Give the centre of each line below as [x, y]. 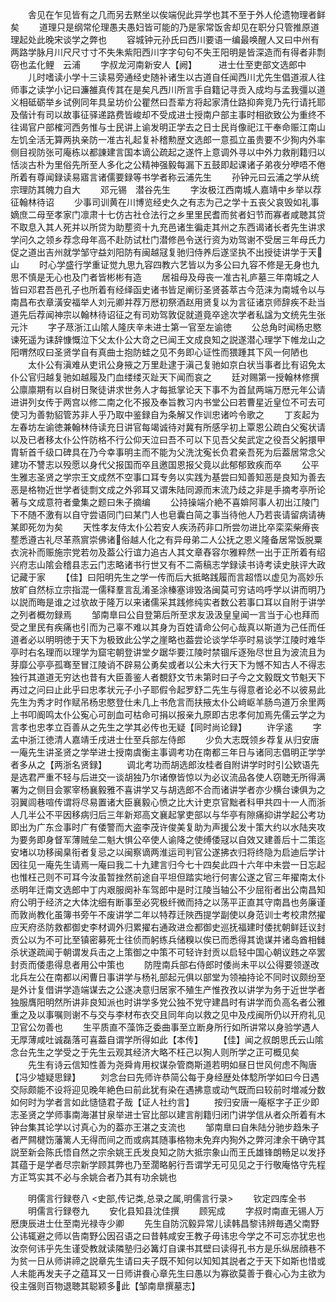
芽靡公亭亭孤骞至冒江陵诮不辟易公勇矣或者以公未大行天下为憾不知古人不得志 [168, 664]
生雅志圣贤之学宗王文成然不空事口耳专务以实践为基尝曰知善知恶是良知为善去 [168, 477]
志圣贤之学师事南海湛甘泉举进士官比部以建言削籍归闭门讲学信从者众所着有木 [168, 1114]
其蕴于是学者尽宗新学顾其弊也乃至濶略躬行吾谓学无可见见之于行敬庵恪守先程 [168, 1164]
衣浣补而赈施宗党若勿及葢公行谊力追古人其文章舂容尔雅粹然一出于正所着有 [163, 552]
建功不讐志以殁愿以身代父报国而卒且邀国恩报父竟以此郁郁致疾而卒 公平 [165, 464]
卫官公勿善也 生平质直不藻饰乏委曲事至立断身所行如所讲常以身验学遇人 [165, 1027]
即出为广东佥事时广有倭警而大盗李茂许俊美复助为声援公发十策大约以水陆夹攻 [168, 827]
